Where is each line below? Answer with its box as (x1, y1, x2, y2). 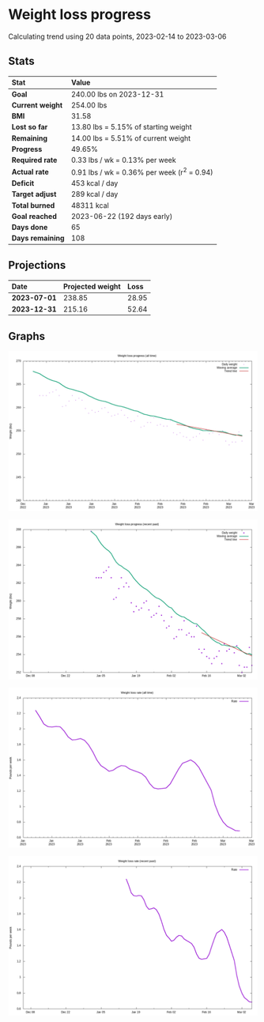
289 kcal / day (70, 190, 119, 199)
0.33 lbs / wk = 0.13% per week (70, 156, 176, 164)
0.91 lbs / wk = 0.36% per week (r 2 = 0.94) (70, 166, 213, 177)
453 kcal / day (70, 179, 119, 188)
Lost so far (11, 123, 48, 132)
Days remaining (11, 233, 65, 243)
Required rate (11, 156, 58, 164)
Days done (11, 223, 48, 232)
